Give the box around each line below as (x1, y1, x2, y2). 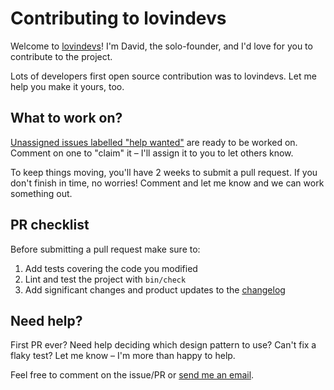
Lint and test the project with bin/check (24, 273, 187, 285)
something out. (10, 187, 73, 199)
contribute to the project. (10, 50, 113, 62)
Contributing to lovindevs (10, 7, 227, 30)
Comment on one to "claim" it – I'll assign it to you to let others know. (10, 147, 294, 159)
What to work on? (10, 110, 123, 127)
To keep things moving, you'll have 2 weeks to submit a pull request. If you (10, 166, 318, 178)
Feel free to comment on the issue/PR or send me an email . (10, 369, 255, 381)
